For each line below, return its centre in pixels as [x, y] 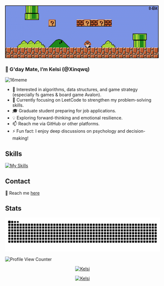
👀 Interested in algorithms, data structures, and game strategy [75, 90]
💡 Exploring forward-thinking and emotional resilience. [67, 118]
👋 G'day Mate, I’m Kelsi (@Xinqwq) [47, 69]
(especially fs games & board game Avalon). [57, 95]
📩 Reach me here [23, 193]
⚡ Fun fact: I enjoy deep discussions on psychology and [68, 131]
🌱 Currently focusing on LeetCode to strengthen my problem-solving [82, 100]
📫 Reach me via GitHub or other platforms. [56, 124]
